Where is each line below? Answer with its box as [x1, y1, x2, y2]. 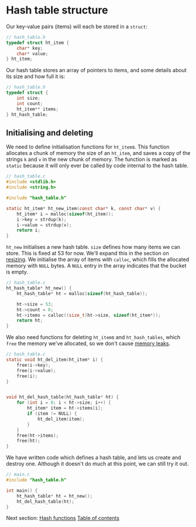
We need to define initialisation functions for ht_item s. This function [6, 143, 170, 150]
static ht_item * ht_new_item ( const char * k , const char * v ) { [6, 205, 161, 211]
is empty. [6, 268, 28, 276]
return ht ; [16, 317, 43, 323]
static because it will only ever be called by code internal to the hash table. [6, 162, 189, 169]
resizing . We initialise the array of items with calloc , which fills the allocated [6, 256, 190, 263]
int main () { [6, 488, 38, 494]
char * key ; [16, 45, 43, 51]
